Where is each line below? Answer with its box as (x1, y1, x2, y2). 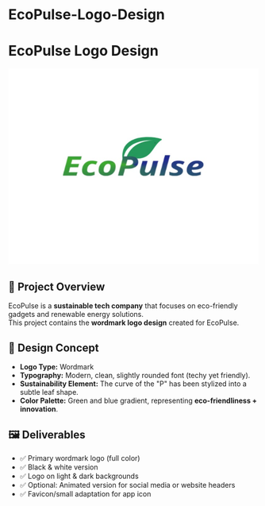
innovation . (19, 404, 59, 414)
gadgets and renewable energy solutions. (8, 310, 144, 319)
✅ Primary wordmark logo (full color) (19, 453, 140, 462)
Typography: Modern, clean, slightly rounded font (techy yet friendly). (19, 370, 251, 380)
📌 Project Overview (8, 280, 106, 293)
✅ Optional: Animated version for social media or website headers (19, 480, 236, 489)
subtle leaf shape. (19, 387, 79, 396)
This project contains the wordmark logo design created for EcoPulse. (8, 318, 240, 327)
